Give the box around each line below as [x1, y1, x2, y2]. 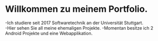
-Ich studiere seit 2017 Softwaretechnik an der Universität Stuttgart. [5, 20, 144, 26]
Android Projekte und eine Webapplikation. [5, 30, 93, 36]
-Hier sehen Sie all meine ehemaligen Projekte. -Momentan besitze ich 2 [5, 25, 154, 31]
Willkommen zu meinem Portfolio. [5, 3, 148, 15]
